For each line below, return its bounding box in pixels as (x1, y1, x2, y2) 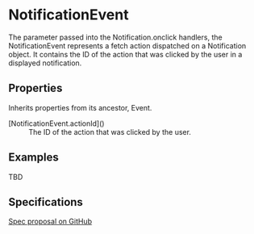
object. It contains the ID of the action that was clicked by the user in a (8, 49, 243, 59)
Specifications (8, 195, 83, 209)
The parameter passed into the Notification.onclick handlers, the (8, 32, 223, 42)
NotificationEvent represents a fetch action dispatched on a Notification (8, 40, 247, 50)
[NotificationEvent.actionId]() (8, 119, 105, 128)
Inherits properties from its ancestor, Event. (8, 102, 152, 112)
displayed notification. (8, 58, 82, 68)
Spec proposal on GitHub (8, 216, 93, 227)
